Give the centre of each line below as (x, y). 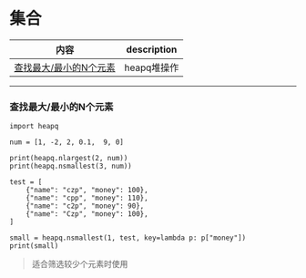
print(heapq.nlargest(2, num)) (69, 159)
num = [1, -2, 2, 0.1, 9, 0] (67, 142)
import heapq (34, 127)
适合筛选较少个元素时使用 (80, 264)
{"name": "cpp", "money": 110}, (87, 198)
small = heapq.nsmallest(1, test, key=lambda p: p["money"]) (128, 238)
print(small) (34, 246)
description (152, 49)
